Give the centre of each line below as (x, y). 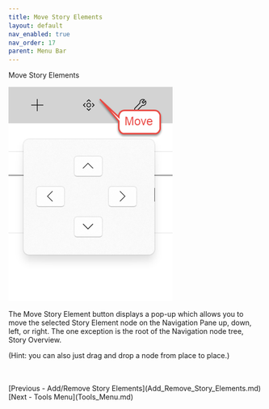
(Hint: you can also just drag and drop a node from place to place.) (119, 356)
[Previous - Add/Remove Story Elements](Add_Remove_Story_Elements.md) (134, 389)
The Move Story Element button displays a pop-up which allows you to (126, 314)
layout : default (36, 25)
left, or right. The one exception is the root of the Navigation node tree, (126, 331)
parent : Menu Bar (38, 51)
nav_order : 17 (32, 43)
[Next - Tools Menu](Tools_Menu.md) (71, 397)
